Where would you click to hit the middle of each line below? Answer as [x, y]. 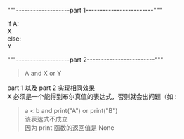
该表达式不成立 [46, 119]
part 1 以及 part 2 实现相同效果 [51, 88]
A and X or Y [43, 73]
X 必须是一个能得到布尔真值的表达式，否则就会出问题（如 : [92, 97]
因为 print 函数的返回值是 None [69, 128]
